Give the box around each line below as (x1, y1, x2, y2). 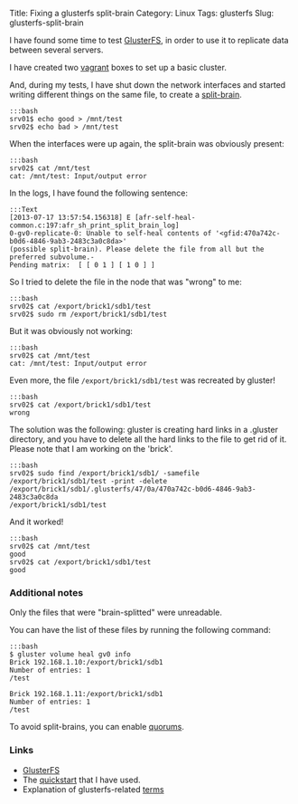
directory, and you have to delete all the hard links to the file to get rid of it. (9, 434, 287, 445)
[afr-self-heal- (134, 213, 196, 222)
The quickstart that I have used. (22, 774, 142, 785)
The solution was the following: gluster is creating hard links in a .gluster (9, 425, 278, 435)
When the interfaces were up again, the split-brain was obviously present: (9, 139, 284, 148)
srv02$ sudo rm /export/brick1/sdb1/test (9, 310, 168, 319)
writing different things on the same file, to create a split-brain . (9, 90, 242, 100)
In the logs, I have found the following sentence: (9, 187, 188, 198)
